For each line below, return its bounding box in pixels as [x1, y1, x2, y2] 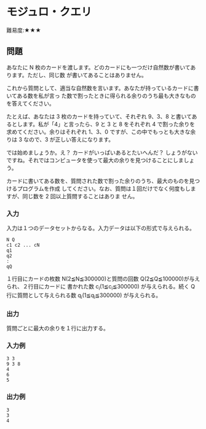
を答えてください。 [6, 99, 55, 107]
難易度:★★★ [6, 26, 41, 34]
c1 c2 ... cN [6, 242, 40, 249]
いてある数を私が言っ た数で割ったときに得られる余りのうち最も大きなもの [6, 92, 197, 99]
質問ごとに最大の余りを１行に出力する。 [6, 324, 109, 331]
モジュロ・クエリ [6, 5, 92, 19]
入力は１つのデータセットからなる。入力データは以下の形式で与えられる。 [6, 225, 195, 232]
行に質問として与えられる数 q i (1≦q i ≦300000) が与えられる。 [6, 292, 162, 300]
